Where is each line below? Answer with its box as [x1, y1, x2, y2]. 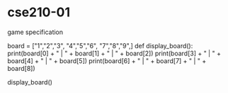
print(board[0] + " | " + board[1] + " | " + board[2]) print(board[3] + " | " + [7, 49, 222, 58]
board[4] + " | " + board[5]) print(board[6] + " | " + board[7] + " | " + [7, 56, 207, 65]
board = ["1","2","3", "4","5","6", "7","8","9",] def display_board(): [7, 41, 193, 50]
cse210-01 [7, 4, 71, 21]
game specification [7, 28, 64, 36]
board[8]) [7, 64, 35, 72]
